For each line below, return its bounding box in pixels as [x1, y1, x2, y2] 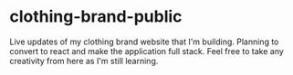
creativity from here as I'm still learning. [9, 55, 159, 66]
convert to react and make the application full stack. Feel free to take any [9, 45, 285, 56]
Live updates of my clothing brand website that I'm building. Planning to [9, 36, 279, 47]
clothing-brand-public [9, 6, 183, 27]
